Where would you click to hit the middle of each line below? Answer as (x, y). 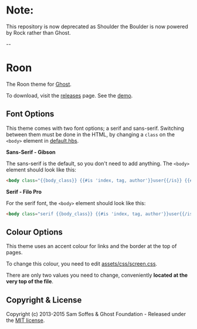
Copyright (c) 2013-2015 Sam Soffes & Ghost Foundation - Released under (96, 314)
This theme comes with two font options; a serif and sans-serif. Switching (95, 128)
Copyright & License (44, 300)
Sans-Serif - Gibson (31, 152)
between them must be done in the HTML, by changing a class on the (90, 134)
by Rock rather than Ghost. (39, 32)
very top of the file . (30, 281)
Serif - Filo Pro (24, 192)
